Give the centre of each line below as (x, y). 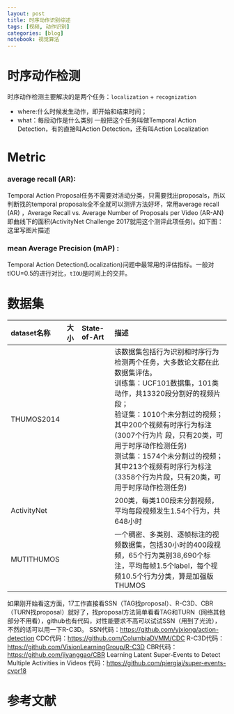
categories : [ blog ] (36, 33)
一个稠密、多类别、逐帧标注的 (163, 534)
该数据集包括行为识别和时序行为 (167, 351)
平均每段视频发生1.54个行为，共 (167, 511)
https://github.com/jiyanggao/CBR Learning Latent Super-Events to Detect (114, 654)
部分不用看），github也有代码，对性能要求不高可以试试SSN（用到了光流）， (114, 621)
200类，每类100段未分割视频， (166, 500)
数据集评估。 (135, 372)
